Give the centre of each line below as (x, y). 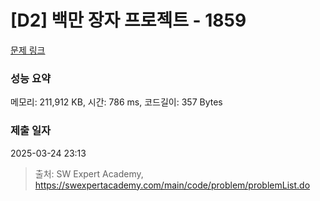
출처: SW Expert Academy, (89, 173)
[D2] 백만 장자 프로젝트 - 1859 (128, 20)
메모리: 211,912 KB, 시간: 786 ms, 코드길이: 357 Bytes (116, 102)
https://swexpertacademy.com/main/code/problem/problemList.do (172, 185)
